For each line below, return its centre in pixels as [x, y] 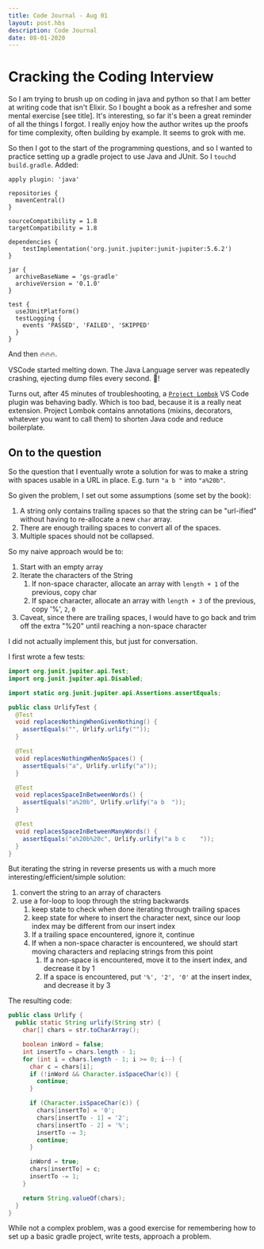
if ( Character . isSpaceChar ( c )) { [84, 1103]
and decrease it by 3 [77, 985]
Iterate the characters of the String [76, 575]
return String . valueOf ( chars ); [74, 1198]
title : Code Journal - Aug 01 [58, 15]
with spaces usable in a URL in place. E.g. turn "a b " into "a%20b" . [117, 480]
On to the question [55, 452]
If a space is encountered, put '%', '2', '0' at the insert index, [147, 977]
